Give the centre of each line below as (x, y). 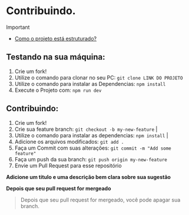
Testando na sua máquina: (56, 57)
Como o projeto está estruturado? (56, 38)
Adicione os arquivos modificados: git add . (69, 141)
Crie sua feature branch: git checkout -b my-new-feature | (86, 129)
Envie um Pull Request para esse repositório (68, 166)
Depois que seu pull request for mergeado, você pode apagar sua (100, 200)
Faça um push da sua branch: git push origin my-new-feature (91, 159)
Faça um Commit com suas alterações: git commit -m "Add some (93, 148)
